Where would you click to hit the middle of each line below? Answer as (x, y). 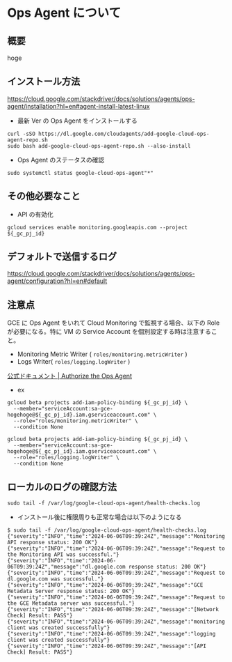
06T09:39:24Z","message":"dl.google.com (67, 567)
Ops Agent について (64, 13)
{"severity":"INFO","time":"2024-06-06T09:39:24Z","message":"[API (107, 646)
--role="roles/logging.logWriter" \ (66, 458)
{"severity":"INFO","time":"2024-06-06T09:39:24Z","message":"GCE (105, 585)
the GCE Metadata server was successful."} (71, 603)
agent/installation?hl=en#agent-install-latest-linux (79, 106)
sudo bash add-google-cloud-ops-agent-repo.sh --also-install (99, 146)
